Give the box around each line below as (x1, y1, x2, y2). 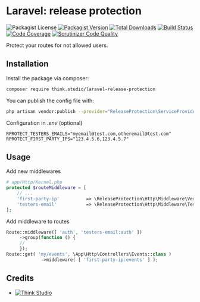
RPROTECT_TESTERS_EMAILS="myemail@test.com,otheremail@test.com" (6, 131, 171, 137)
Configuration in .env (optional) (6, 119, 83, 126)
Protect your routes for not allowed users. (6, 42, 108, 49)
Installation (6, 59, 49, 69)
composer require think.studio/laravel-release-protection (6, 86, 156, 92)
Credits (6, 273, 35, 284)
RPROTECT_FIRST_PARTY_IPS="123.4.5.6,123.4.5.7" (6, 136, 129, 142)
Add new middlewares (6, 168, 61, 175)
